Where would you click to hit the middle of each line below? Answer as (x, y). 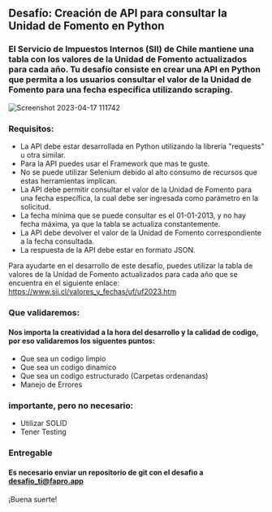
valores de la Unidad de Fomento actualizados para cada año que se (123, 274)
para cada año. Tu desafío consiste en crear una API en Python (135, 70)
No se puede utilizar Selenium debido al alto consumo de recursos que (139, 172)
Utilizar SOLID (43, 423)
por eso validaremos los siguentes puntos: (82, 341)
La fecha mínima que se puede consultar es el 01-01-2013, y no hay (133, 215)
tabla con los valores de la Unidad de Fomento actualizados (128, 59)
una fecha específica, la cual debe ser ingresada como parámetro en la (139, 197)
